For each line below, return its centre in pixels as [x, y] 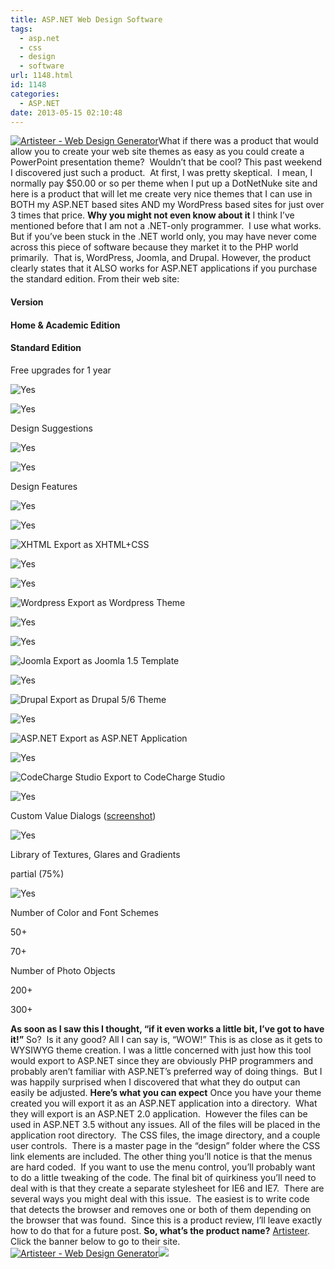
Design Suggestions [51, 428]
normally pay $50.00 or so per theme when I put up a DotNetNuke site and [164, 183]
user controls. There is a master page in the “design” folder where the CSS [165, 1145]
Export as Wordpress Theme [126, 602]
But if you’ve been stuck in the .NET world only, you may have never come [163, 237]
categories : [35, 94]
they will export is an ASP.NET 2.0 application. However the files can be [159, 1113]
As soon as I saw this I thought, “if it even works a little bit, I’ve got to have [167, 1028]
